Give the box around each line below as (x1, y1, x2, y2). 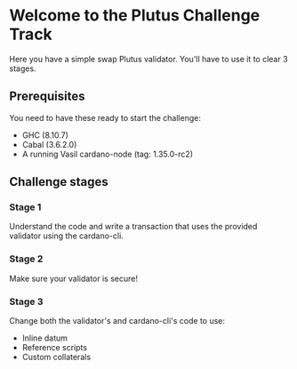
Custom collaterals (21, 352, 92, 363)
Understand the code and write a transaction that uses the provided (9, 221, 258, 232)
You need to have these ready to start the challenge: (9, 112, 202, 123)
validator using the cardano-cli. (9, 230, 124, 241)
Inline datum (21, 333, 68, 343)
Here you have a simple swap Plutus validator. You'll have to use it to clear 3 (9, 53, 288, 64)
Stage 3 (9, 295, 44, 308)
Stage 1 (9, 201, 42, 213)
